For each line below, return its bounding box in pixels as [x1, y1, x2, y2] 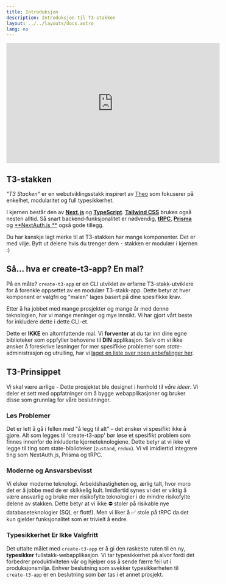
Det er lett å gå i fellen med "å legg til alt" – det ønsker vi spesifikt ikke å [6, 425, 187, 432]
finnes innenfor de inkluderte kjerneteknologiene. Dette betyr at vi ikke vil [6, 438, 191, 445]
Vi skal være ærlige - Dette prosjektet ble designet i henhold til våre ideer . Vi [6, 383, 199, 391]
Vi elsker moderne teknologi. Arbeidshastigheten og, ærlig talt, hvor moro [6, 480, 191, 488]
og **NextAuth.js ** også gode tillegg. [6, 222, 104, 229]
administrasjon [6, 349, 44, 356]
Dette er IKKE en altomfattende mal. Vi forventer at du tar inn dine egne [6, 330, 187, 337]
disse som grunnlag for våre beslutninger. [6, 396, 111, 403]
